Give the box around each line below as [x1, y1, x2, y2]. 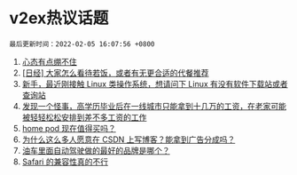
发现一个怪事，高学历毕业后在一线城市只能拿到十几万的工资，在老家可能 [21, 100, 286, 111]
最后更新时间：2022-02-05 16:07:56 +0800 [9, 39, 155, 49]
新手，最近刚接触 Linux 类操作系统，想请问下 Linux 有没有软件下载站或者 [21, 78, 288, 89]
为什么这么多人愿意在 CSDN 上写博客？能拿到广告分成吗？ [21, 134, 236, 145]
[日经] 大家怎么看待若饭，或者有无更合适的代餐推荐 [21, 68, 209, 78]
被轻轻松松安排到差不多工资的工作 [21, 112, 147, 123]
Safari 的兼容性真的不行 [21, 156, 109, 167]
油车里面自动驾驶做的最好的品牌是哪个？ [21, 145, 170, 155]
